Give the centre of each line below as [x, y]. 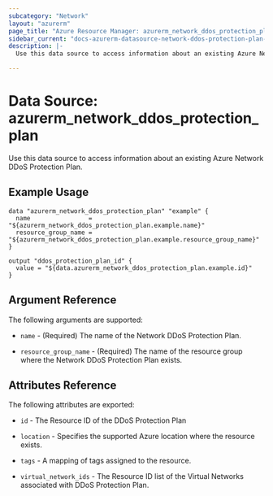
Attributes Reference [63, 385]
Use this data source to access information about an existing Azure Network [136, 158]
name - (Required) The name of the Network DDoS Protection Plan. [131, 335]
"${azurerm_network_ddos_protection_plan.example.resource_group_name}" [134, 239]
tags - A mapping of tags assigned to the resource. [106, 461]
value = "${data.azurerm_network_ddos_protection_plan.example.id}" [134, 268]
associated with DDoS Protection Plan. [84, 485]
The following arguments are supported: [76, 320]
